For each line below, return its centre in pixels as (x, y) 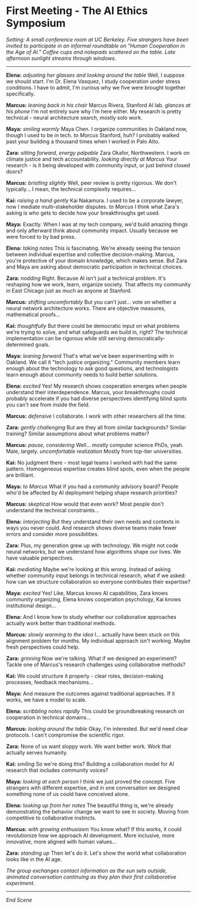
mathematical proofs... (33, 314)
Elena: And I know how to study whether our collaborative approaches (91, 616)
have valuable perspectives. (40, 558)
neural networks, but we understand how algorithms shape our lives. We (94, 551)
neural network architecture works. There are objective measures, (86, 308)
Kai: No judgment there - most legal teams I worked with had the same (91, 462)
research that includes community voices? (57, 770)
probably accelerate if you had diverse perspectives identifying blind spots (96, 398)
